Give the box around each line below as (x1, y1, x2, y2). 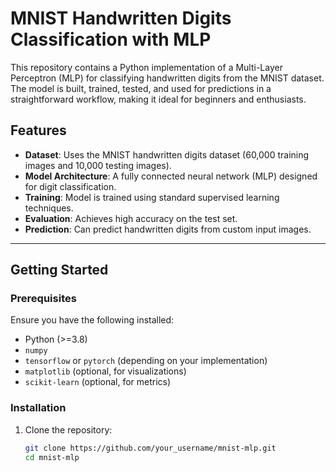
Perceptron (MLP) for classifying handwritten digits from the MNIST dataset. (10, 72, 325, 84)
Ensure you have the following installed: (10, 314, 175, 326)
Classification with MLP (10, 28, 212, 51)
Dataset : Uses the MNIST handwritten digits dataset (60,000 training (24, 148, 310, 161)
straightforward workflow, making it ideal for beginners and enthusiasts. (10, 93, 307, 105)
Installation (10, 401, 67, 415)
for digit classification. (24, 180, 117, 192)
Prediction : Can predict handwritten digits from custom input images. (24, 223, 312, 235)
